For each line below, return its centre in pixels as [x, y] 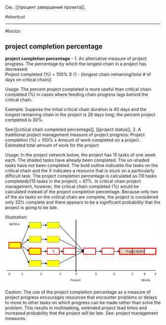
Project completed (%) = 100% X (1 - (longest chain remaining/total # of [78, 74]
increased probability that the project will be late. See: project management [82, 313]
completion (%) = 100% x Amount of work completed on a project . [73, 140]
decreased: [17, 69]
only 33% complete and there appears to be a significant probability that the [83, 202]
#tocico [13, 31]
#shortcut [15, 17]
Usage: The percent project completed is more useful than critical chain [78, 89]
